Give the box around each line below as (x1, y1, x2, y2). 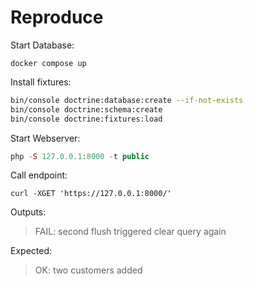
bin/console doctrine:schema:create (10, 104, 163, 115)
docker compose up (10, 58, 87, 68)
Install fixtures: (10, 76, 72, 88)
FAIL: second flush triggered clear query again (34, 226, 227, 238)
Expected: (10, 245, 53, 257)
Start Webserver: (10, 132, 81, 144)
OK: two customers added (34, 264, 143, 276)
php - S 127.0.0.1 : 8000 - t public (10, 151, 150, 161)
